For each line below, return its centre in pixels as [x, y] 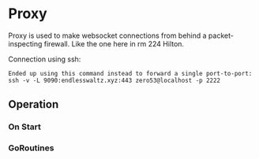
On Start [24, 127]
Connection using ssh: [45, 59]
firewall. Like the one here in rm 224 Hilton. [114, 43]
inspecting [25, 43]
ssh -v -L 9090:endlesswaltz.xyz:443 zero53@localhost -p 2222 [114, 80]
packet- [221, 35]
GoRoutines [31, 148]
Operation [34, 104]
